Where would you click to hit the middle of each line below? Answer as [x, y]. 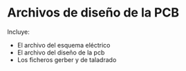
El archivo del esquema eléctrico [64, 45]
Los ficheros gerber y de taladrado [67, 59]
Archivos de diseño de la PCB [93, 13]
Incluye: [18, 32]
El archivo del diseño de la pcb [61, 52]
